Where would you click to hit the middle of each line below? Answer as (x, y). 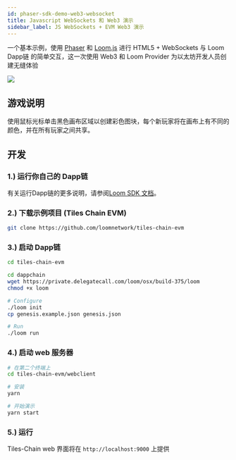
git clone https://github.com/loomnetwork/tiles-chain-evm (96, 228)
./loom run (23, 333)
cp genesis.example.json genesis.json (64, 314)
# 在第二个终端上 (29, 368)
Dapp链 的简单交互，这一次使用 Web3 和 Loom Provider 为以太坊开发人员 (114, 56)
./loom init (25, 307)
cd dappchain (26, 275)
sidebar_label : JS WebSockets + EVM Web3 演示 (76, 27)
